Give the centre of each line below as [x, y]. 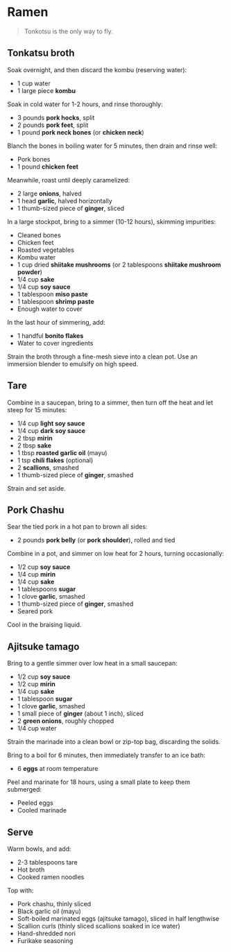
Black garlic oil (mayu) [49, 911]
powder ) [30, 272]
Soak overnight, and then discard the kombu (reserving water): [97, 69]
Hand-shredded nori [46, 933]
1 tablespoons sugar [46, 589]
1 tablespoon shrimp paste [56, 301]
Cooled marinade [42, 810]
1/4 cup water [37, 729]
